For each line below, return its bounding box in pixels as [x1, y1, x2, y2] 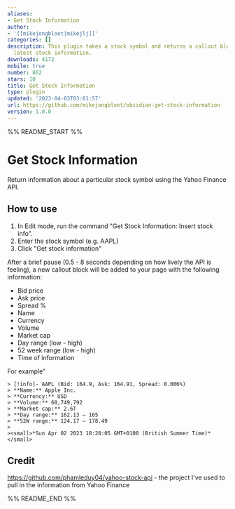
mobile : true [7, 62, 45, 70]
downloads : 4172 [7, 56, 55, 63]
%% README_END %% [7, 494, 77, 503]
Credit [7, 454, 35, 467]
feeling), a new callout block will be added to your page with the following [7, 265, 220, 274]
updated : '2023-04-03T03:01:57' [7, 95, 101, 103]
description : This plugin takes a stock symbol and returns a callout [7, 43, 218, 50]
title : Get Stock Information [7, 82, 96, 89]
